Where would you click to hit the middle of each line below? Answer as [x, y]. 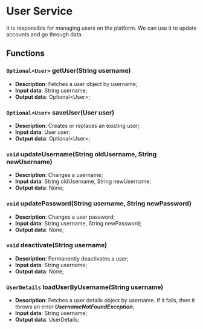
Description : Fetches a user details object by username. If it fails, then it [105, 301]
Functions [26, 54]
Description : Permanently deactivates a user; [72, 258]
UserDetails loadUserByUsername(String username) [85, 287]
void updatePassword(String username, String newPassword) [99, 204]
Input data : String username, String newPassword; [78, 223]
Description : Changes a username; [59, 175]
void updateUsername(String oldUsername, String [82, 154]
